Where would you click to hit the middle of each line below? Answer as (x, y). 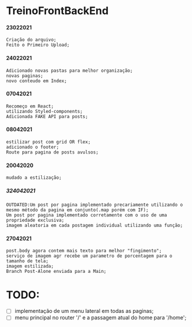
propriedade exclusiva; (35, 221)
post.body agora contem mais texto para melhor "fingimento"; (84, 251)
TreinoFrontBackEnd (57, 11)
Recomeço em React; (30, 106)
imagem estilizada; (30, 266)
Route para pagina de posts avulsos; (52, 152)
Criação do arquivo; (32, 40)
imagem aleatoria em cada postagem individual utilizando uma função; (95, 226)
